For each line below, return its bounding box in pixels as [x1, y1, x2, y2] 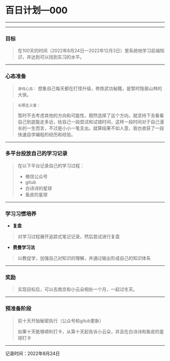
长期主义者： [17, 103, 41, 108]
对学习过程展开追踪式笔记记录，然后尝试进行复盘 [17, 233, 120, 239]
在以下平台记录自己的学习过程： [17, 162, 84, 168]
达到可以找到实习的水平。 [31, 54, 84, 60]
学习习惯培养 [5, 210, 37, 217]
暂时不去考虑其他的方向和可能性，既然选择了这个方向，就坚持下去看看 [17, 112, 164, 118]
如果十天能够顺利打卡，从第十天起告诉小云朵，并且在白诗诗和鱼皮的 [17, 328, 160, 335]
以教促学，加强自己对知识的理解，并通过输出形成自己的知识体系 [17, 255, 151, 261]
